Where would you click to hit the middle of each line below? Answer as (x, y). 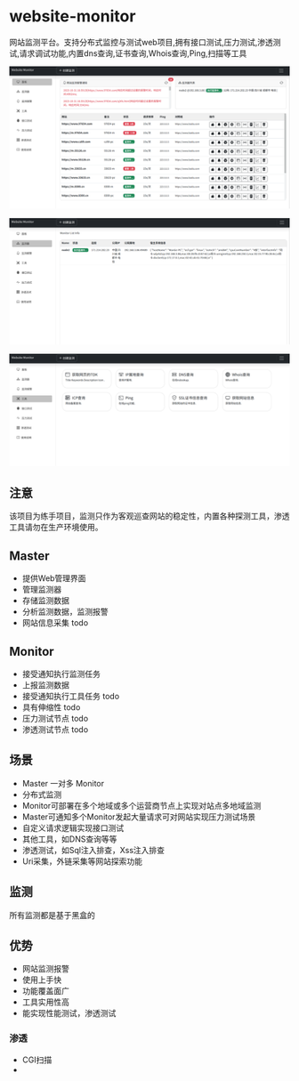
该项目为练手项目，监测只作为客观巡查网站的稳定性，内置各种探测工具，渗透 (149, 516)
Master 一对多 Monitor (63, 783)
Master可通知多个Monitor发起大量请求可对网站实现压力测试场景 (139, 817)
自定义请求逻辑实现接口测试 (73, 827)
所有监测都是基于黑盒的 (52, 915)
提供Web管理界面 (54, 578)
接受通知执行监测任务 (61, 674)
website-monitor (73, 16)
